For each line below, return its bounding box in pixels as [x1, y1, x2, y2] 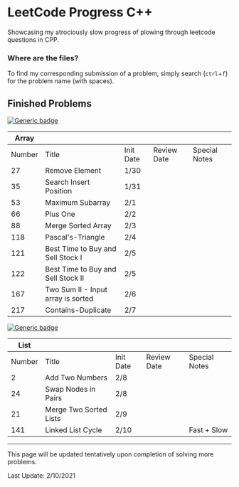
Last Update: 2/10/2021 [7, 471, 76, 480]
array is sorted [45, 294, 94, 304]
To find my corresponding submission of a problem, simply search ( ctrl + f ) [7, 69, 228, 78]
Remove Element [45, 166, 102, 176]
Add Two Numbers [45, 373, 108, 382]
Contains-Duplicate [45, 305, 112, 315]
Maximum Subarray [45, 198, 111, 208]
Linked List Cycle [45, 425, 102, 435]
